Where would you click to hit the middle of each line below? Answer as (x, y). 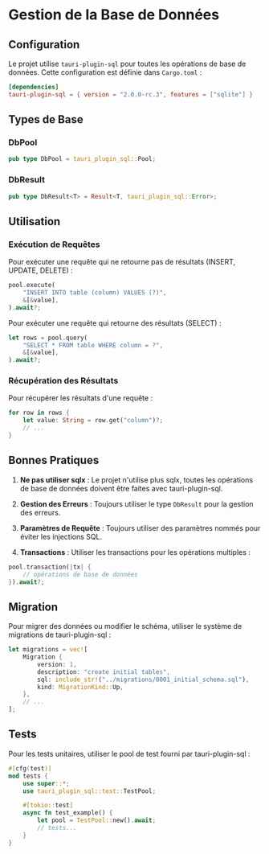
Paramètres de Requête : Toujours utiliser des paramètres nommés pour (140, 528)
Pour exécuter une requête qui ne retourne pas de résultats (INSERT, (122, 262)
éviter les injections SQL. (61, 536)
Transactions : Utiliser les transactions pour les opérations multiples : (135, 552)
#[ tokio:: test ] (48, 806)
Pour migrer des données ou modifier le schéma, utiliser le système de (125, 626)
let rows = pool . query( (48, 338)
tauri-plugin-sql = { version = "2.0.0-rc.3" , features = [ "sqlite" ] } (130, 94)
